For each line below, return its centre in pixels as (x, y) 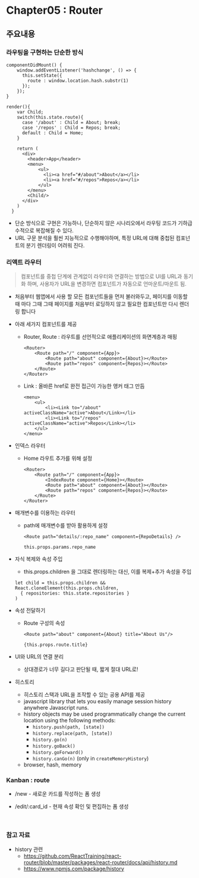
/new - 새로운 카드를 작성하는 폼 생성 (58, 794)
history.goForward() (58, 753)
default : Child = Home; (53, 133)
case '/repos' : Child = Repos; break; (71, 128)
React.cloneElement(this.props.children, (67, 588)
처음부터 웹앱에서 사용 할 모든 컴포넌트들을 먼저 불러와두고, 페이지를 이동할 (101, 296)
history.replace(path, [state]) (72, 734)
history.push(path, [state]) (69, 727)
